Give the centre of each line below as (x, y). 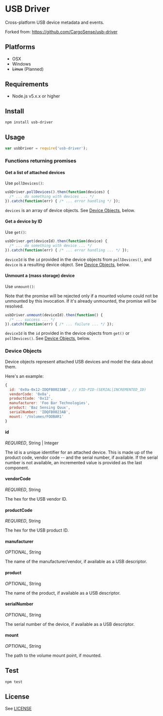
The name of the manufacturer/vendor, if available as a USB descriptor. (76, 562)
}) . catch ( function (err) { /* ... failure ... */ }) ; (59, 324)
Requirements (27, 84)
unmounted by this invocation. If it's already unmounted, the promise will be (81, 301)
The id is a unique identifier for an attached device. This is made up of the (79, 452)
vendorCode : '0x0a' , (30, 394)
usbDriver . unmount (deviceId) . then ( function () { (54, 315)
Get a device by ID (24, 221)
